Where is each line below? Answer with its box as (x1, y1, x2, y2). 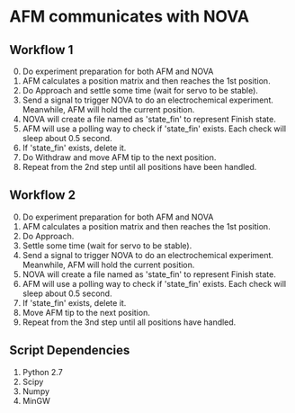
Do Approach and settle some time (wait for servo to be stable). (22, 85, 259, 95)
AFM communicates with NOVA (9, 6, 250, 27)
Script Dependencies (9, 343, 130, 358)
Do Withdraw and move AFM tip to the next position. (22, 152, 217, 163)
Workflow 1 (9, 42, 74, 58)
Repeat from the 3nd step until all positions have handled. (22, 317, 237, 328)
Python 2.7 (22, 366, 63, 377)
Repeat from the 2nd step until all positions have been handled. (22, 162, 257, 172)
